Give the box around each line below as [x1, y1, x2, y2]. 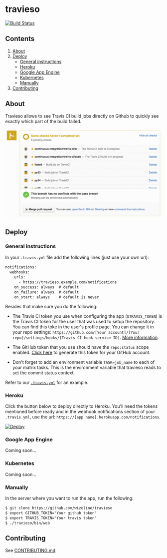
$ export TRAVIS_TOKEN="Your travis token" [5, 515, 97, 520]
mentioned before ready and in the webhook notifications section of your [5, 408, 156, 414]
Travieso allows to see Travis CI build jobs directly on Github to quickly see [5, 113, 159, 119]
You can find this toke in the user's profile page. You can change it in [12, 324, 154, 330]
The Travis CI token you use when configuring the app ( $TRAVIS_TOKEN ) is [12, 313, 163, 319]
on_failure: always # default [14, 289, 79, 295]
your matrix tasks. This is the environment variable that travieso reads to [12, 364, 161, 370]
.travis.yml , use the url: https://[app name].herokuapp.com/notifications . [5, 414, 161, 420]
